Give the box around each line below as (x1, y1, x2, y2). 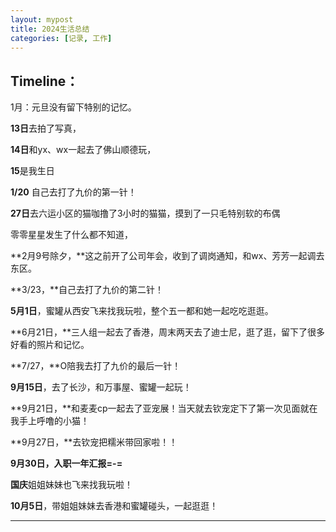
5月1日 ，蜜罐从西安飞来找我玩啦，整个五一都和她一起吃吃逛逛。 (10, 305, 274, 317)
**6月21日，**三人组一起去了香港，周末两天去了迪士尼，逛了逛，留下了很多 (10, 326, 325, 338)
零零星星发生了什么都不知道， (10, 229, 133, 241)
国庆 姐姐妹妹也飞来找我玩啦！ (10, 479, 133, 491)
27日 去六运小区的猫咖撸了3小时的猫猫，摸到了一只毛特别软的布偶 (10, 207, 281, 220)
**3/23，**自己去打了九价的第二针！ (10, 284, 164, 296)
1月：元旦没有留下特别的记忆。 (10, 101, 137, 113)
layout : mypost (10, 14, 74, 25)
